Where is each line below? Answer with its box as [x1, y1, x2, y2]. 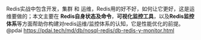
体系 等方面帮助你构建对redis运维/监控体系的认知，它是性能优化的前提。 [6, 20, 184, 27]
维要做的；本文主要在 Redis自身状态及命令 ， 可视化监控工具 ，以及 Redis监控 [6, 13, 194, 20]
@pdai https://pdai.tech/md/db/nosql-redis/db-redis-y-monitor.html [6, 27, 175, 34]
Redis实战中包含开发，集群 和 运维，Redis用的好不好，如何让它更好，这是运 [6, 5, 195, 12]
